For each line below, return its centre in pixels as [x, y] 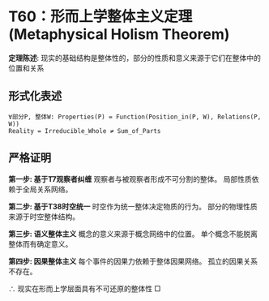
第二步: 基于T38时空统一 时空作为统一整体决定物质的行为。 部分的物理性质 [133, 206]
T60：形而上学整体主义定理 [100, 17]
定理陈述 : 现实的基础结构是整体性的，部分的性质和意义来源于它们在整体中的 [134, 58]
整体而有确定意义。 [41, 243]
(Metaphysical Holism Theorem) [119, 34]
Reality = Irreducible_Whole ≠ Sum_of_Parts [85, 131]
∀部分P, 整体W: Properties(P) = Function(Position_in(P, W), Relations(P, [135, 117]
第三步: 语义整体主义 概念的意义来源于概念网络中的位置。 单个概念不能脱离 [133, 234]
